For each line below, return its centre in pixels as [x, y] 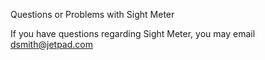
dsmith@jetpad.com [51, 44]
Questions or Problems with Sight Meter [92, 14]
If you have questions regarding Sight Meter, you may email [133, 33]
